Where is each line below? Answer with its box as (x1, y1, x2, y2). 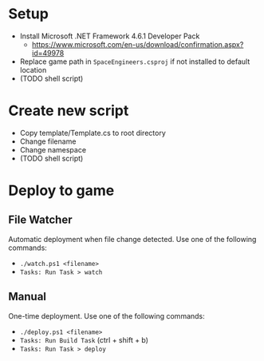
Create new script (8, 101, 129, 120)
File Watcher (8, 213, 73, 227)
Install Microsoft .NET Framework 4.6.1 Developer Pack (19, 31, 200, 41)
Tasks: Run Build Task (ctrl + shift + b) (19, 335, 149, 344)
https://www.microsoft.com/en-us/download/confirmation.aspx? (31, 39, 244, 49)
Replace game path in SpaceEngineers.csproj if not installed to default (19, 57, 250, 66)
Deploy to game (8, 181, 115, 200)
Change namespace (19, 145, 86, 154)
